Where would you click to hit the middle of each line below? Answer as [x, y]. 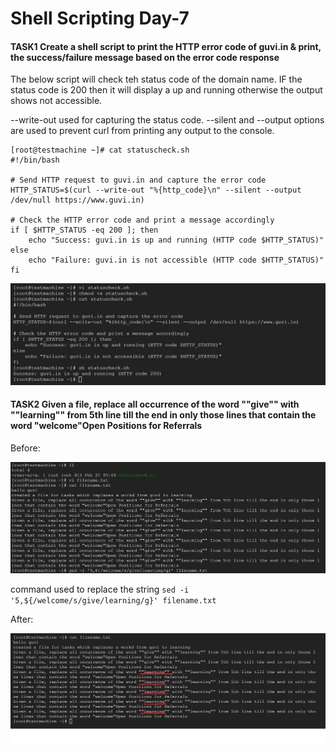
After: [22, 619]
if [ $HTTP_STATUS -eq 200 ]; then [84, 230]
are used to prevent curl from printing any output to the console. [142, 131]
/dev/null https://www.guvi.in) [77, 200]
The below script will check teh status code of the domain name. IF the [156, 79]
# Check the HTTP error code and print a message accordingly [142, 220]
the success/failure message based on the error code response [145, 57]
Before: [25, 448]
